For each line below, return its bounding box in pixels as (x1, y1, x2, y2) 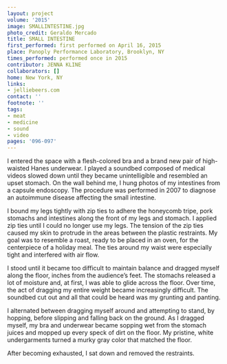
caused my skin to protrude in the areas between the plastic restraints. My (7, 228, 218, 237)
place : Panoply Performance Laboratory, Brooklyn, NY (7, 49, 165, 56)
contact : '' (7, 94, 41, 100)
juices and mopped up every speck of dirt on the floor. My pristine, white (7, 328, 214, 337)
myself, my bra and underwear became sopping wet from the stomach (7, 321, 207, 330)
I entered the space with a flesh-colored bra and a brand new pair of (7, 157, 202, 165)
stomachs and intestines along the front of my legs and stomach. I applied (7, 214, 217, 222)
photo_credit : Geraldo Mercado (7, 29, 97, 36)
